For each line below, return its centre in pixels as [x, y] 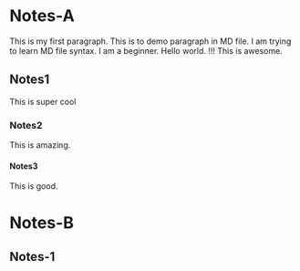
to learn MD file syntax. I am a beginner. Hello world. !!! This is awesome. [146, 50]
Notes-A [42, 16]
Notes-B [42, 223]
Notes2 [26, 125]
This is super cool [43, 101]
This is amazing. [40, 145]
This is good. [34, 186]
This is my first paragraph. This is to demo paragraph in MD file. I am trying [150, 41]
